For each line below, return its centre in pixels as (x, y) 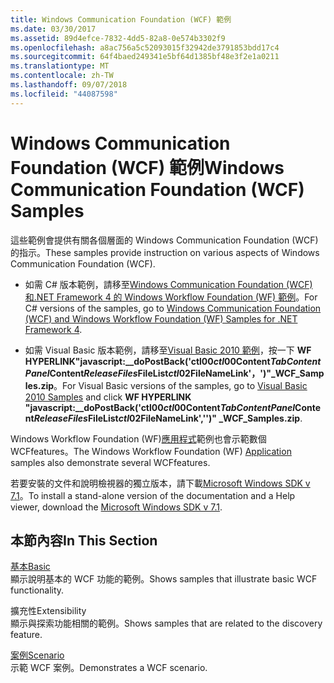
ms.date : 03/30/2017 (53, 29)
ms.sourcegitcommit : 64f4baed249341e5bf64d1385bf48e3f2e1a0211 (145, 57)
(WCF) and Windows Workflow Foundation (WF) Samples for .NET (161, 318)
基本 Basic (30, 567)
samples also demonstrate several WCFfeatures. (110, 462)
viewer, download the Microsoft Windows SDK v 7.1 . (116, 507)
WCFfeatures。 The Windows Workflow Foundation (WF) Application (151, 451)
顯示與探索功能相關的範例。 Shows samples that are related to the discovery (166, 623)
